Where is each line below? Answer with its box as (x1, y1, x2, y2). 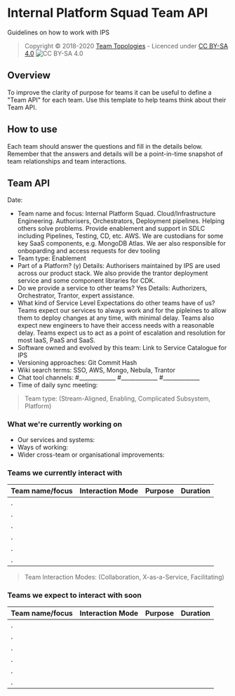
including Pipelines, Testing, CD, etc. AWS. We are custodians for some (17, 232, 224, 240)
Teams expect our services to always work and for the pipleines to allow (17, 307, 227, 315)
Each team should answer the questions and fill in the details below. (7, 142, 203, 150)
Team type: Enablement (17, 254, 86, 262)
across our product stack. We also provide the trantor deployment (17, 269, 208, 278)
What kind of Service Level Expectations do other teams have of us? (17, 299, 215, 307)
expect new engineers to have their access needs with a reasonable (17, 321, 215, 330)
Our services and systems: (17, 435, 95, 443)
